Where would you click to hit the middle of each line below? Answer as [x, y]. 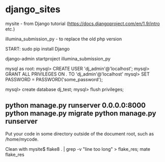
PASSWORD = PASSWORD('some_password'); [54, 79]
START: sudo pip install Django [37, 49]
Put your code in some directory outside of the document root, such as [80, 133]
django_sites [33, 9]
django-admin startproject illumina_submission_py [58, 59]
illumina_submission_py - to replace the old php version [64, 39]
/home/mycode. [22, 139]
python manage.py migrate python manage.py [81, 113]
